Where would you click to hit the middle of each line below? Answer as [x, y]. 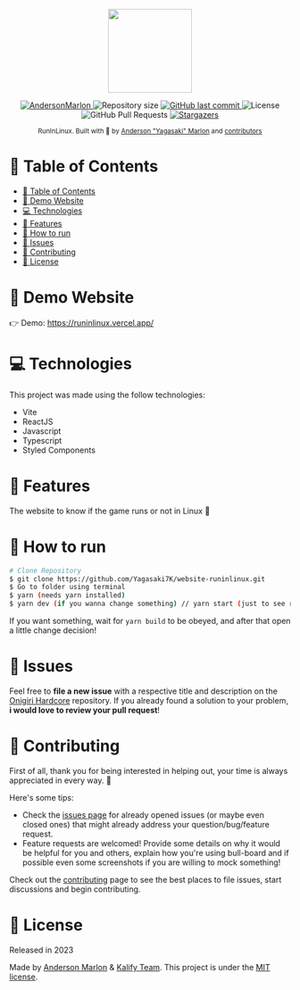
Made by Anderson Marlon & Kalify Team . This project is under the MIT [140, 967]
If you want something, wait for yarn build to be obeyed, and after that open [150, 621]
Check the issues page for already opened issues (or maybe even [143, 815]
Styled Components [59, 450]
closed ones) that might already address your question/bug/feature [146, 824]
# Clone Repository [46, 570]
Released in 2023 [42, 950]
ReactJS [37, 421]
